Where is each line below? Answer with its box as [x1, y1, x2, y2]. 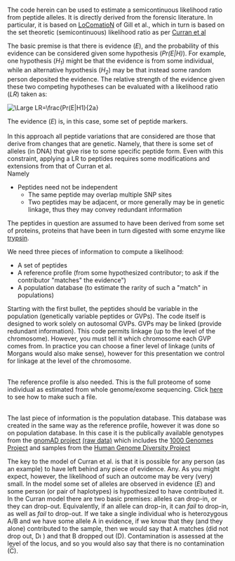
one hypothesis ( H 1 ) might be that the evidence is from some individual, [7, 57, 214, 67]
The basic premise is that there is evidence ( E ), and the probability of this [7, 41, 220, 51]
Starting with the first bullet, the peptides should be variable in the [7, 304, 199, 312]
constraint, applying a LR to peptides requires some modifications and [7, 154, 210, 163]
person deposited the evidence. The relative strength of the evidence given [7, 74, 225, 83]
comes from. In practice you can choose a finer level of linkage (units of [7, 341, 215, 350]
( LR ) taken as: [7, 90, 48, 98]
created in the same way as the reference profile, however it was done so [7, 421, 220, 430]
